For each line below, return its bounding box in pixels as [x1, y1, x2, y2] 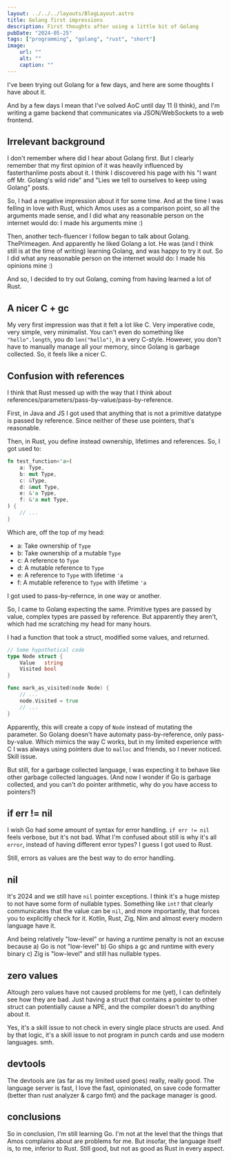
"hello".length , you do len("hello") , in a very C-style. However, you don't [7, 336, 222, 344]
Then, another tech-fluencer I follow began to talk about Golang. [7, 232, 190, 240]
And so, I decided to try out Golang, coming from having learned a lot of [7, 275, 212, 283]
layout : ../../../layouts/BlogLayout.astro [7, 10, 134, 17]
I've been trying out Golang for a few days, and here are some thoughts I [7, 80, 214, 88]
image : [7, 42, 26, 49]
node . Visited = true [19, 697, 79, 705]
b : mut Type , [19, 470, 57, 477]
